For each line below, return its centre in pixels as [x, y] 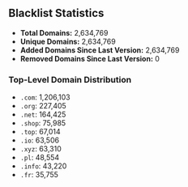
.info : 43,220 [43, 166]
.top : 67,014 [40, 132]
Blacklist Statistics [56, 13]
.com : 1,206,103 [45, 97]
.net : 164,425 [43, 115]
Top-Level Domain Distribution [70, 79]
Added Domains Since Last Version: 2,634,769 [100, 50]
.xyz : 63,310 [41, 149]
